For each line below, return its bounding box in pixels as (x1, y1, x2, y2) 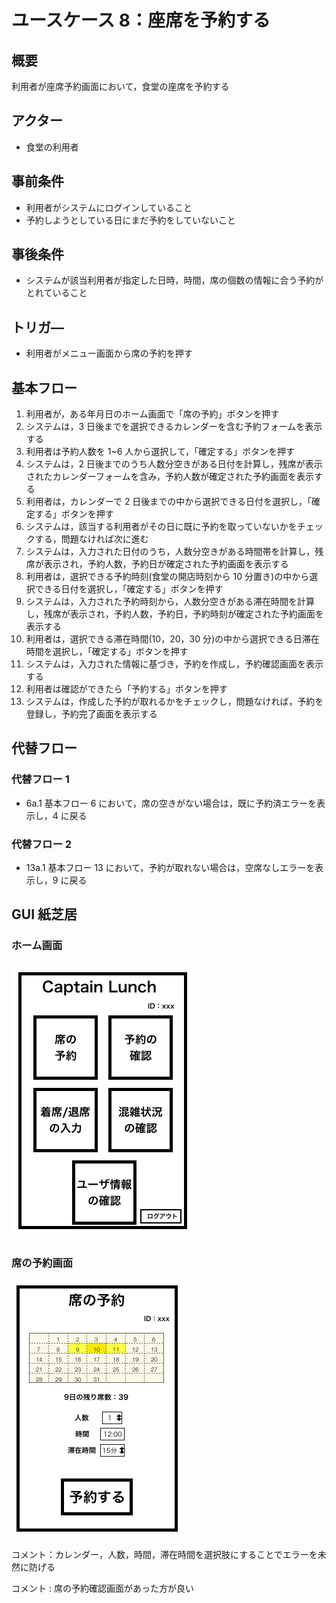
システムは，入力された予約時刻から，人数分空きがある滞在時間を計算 (25, 596, 315, 608)
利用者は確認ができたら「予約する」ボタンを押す (25, 683, 228, 695)
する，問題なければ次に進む (34, 533, 149, 545)
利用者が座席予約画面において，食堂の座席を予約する (11, 81, 230, 92)
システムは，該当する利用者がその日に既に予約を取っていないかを (25, 521, 298, 533)
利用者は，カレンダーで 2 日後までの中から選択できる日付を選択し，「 (25, 496, 313, 508)
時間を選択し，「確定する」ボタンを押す (25, 646, 189, 658)
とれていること (25, 287, 88, 299)
